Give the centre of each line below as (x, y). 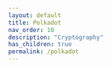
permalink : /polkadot (44, 52)
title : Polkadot (35, 23)
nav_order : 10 (31, 30)
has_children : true (40, 45)
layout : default (35, 15)
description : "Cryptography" (56, 37)
